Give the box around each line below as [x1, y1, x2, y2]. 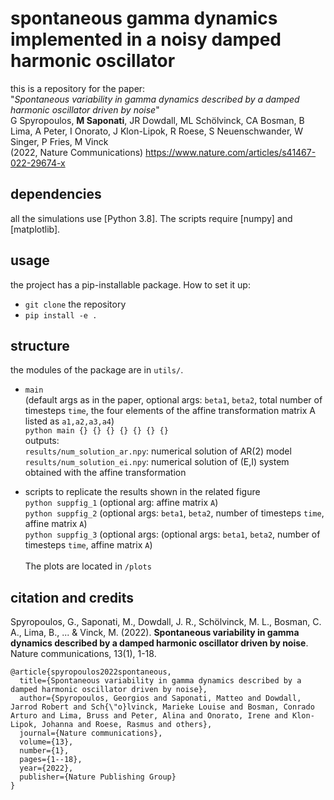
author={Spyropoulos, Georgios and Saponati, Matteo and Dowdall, [19, 693, 302, 704]
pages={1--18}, [19, 755, 83, 765]
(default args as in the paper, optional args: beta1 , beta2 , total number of [24, 394, 323, 406]
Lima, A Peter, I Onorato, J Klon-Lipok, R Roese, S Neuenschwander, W [10, 125, 304, 137]
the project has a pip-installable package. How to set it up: [10, 278, 251, 291]
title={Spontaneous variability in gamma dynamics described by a [19, 676, 302, 686]
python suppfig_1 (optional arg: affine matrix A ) [24, 497, 219, 509]
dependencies [10, 186, 102, 203]
